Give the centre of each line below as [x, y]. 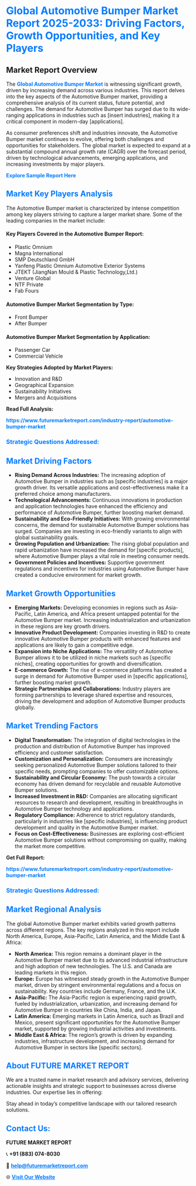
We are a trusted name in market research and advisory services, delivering [97, 1080]
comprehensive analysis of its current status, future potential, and [85, 103]
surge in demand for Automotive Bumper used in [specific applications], [101, 676]
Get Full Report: [25, 857]
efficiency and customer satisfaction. [59, 752]
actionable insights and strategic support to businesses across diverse [91, 1086]
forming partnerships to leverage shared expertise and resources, [94, 695]
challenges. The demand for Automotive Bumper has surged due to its [91, 109]
